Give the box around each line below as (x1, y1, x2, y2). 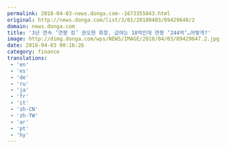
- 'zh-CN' (10, 106, 38, 113)
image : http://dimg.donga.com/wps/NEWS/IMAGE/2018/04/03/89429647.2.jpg (7, 36, 220, 43)
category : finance (7, 49, 60, 56)
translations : (7, 55, 48, 62)
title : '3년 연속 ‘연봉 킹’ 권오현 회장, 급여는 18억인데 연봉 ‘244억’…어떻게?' (7, 29, 211, 36)
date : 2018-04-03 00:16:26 (7, 42, 84, 49)
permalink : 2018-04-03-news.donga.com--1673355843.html (7, 10, 170, 17)
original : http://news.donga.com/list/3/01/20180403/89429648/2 (7, 16, 195, 23)
